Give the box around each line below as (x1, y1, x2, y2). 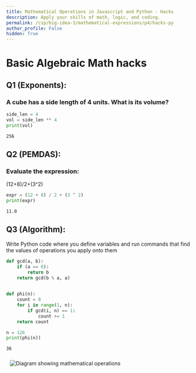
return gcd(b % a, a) (17, 275, 70, 281)
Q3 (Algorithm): (6, 224, 66, 235)
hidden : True (6, 31, 39, 37)
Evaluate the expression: (6, 167, 80, 175)
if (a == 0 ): (17, 264, 49, 269)
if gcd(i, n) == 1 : (27, 308, 76, 314)
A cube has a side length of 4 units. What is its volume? (6, 98, 169, 106)
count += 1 (37, 313, 65, 319)
